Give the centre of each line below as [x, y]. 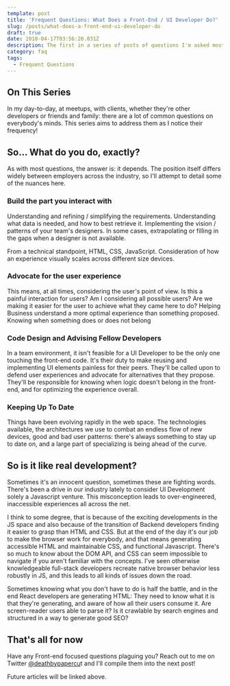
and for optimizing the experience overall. [80, 390]
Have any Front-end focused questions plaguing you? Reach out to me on [111, 657]
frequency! [23, 130]
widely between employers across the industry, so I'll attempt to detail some [114, 176]
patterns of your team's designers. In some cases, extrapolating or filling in [113, 230]
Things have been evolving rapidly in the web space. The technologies [107, 422]
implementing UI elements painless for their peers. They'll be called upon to [114, 368]
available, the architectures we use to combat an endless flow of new [105, 429]
